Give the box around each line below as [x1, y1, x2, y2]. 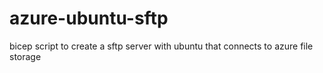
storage [9, 50, 42, 62]
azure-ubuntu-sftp [9, 7, 169, 30]
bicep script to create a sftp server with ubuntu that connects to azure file [9, 40, 314, 52]
